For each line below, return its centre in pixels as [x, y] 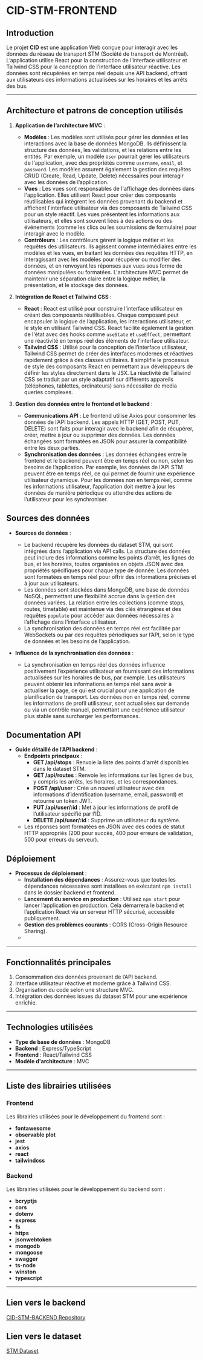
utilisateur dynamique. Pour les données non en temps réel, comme [108, 480]
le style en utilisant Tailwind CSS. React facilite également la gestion [108, 328]
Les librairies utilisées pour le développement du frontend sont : [85, 1116]
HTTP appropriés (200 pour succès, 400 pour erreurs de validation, [108, 833]
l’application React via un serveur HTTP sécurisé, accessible [99, 912]
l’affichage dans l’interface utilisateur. [71, 622]
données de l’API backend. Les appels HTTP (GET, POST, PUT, [102, 422]
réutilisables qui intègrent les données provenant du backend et [103, 201]
